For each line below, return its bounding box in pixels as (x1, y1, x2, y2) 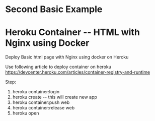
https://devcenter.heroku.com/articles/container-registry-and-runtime (5, 69, 150, 75)
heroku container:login (12, 89, 59, 95)
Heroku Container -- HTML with (5, 27, 140, 38)
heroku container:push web (12, 99, 70, 105)
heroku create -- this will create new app (12, 94, 97, 100)
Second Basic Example (5, 4, 103, 15)
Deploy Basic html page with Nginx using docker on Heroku (5, 54, 129, 60)
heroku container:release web (12, 105, 75, 111)
